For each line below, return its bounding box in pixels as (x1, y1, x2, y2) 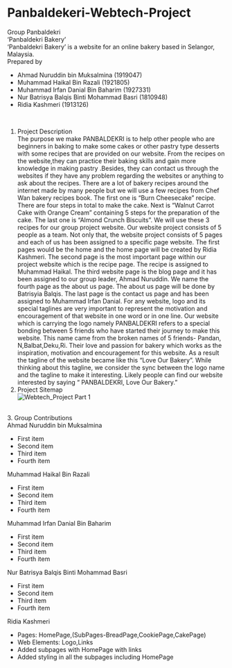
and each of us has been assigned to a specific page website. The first (17, 237, 220, 246)
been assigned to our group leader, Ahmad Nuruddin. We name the (17, 274, 209, 283)
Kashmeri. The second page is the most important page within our (17, 252, 206, 261)
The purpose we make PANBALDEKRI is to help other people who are (17, 134, 215, 143)
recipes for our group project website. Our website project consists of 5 (17, 223, 222, 231)
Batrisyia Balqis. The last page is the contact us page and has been (17, 290, 209, 298)
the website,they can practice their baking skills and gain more (17, 156, 196, 165)
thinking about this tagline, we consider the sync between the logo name (17, 363, 225, 371)
